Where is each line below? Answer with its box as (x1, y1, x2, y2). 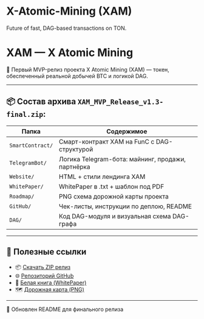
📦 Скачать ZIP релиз (15, 263, 71, 270)
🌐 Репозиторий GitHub (15, 272, 74, 279)
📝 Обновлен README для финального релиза (6, 306, 124, 313)
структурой (58, 145, 93, 153)
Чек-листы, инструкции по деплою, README (58, 202, 192, 211)
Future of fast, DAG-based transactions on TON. (6, 24, 127, 32)
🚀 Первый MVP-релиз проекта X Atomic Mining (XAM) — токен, (6, 66, 170, 73)
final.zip (6, 110, 44, 119)
